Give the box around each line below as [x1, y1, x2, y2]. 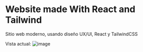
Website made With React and [5, 4, 136, 15]
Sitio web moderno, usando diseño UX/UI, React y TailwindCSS [5, 31, 138, 37]
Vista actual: [5, 40, 32, 46]
